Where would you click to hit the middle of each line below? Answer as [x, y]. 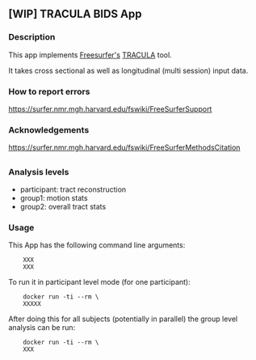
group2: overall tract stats [63, 207]
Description [32, 37]
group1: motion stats [54, 198]
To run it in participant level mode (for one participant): [100, 282]
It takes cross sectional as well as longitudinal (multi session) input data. [128, 70]
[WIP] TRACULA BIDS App [75, 14]
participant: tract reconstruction [73, 189]
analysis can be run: [42, 328]
